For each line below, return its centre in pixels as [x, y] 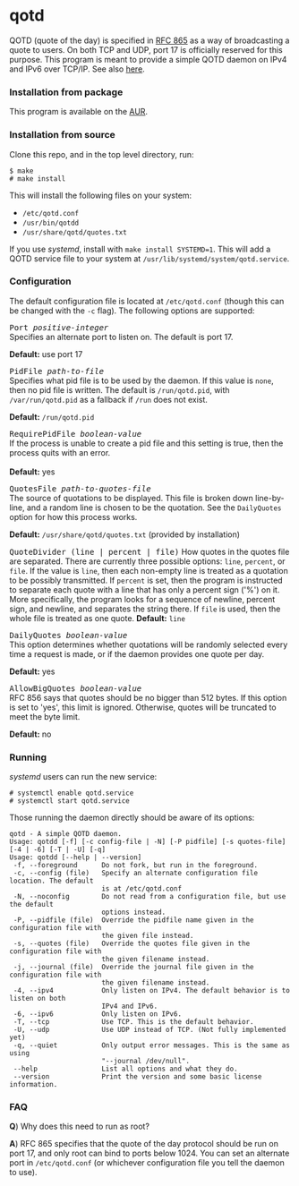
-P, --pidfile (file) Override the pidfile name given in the [133, 920]
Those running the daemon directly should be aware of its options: [132, 818]
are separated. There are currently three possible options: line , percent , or [147, 561]
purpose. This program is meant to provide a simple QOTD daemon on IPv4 [148, 59]
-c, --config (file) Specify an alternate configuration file [135, 874]
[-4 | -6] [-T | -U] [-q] [57, 850]
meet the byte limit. [45, 716]
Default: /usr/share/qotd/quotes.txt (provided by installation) [124, 534]
